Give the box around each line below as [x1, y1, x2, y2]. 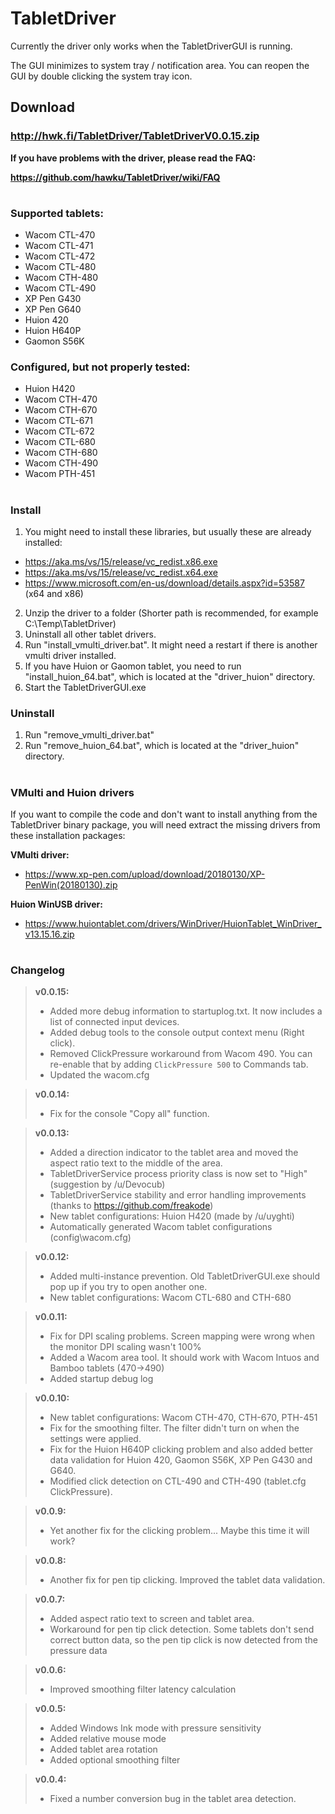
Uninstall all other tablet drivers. [24, 628, 157, 641]
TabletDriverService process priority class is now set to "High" [49, 1168, 308, 1180]
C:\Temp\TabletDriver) [24, 618, 117, 630]
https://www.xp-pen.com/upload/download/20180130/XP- [24, 868, 266, 880]
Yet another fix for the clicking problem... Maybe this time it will [49, 1525, 310, 1537]
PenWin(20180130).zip [24, 878, 118, 891]
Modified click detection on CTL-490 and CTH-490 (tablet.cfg [49, 1475, 307, 1487]
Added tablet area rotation [49, 1743, 158, 1756]
